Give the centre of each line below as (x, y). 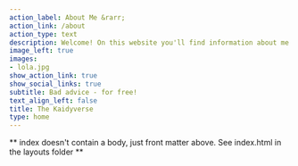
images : (24, 59)
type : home (29, 117)
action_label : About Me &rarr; (67, 17)
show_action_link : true (54, 76)
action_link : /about (48, 26)
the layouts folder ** (46, 152)
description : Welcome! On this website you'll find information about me (149, 42)
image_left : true (41, 51)
